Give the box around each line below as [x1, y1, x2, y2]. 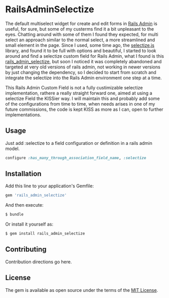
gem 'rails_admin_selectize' [5, 193, 67, 198]
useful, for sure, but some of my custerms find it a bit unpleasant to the [5, 26, 154, 32]
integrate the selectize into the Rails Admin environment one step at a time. [5, 74, 162, 81]
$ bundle [5, 212, 24, 217]
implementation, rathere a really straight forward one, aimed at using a [5, 90, 152, 96]
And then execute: [5, 202, 44, 208]
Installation [5, 169, 42, 178]
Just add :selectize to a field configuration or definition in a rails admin [5, 140, 153, 146]
